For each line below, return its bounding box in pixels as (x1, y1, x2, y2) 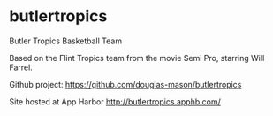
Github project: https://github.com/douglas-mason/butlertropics (9, 79, 242, 89)
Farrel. (9, 62, 33, 73)
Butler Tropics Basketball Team (9, 35, 122, 46)
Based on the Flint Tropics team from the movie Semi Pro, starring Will (9, 52, 265, 63)
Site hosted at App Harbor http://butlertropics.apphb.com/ (9, 96, 221, 107)
